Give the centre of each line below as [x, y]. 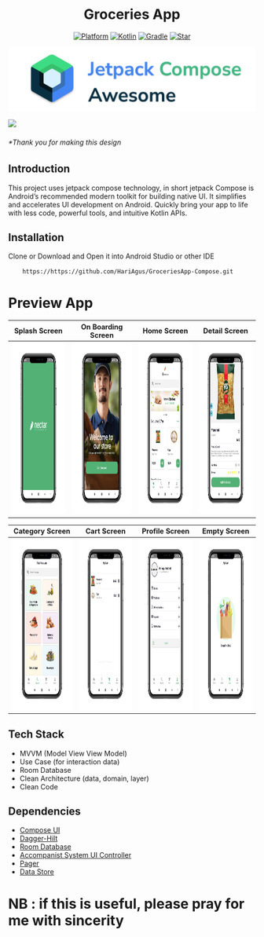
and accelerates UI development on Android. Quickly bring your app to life [128, 204]
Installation [36, 237]
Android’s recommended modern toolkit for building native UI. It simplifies [127, 196]
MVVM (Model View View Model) [73, 753]
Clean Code [39, 786]
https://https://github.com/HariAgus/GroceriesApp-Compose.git [128, 272]
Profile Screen [166, 531]
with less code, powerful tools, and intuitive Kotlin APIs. [98, 213]
